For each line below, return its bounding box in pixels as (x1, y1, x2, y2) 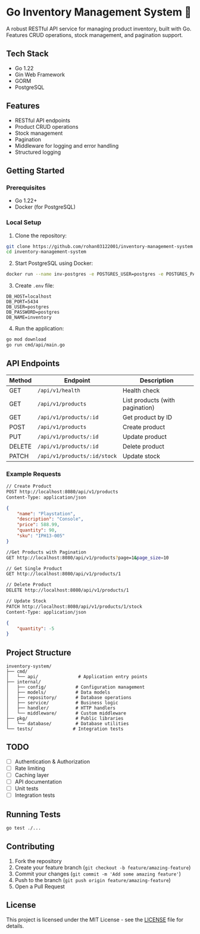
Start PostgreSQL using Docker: (14, 259, 93, 267)
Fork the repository (14, 857, 62, 864)
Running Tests (6, 809, 61, 819)
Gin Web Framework (14, 71, 65, 78)
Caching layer (14, 772, 49, 779)
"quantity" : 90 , (17, 527, 58, 533)
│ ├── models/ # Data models (6, 689, 111, 695)
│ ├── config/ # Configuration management (6, 684, 145, 691)
